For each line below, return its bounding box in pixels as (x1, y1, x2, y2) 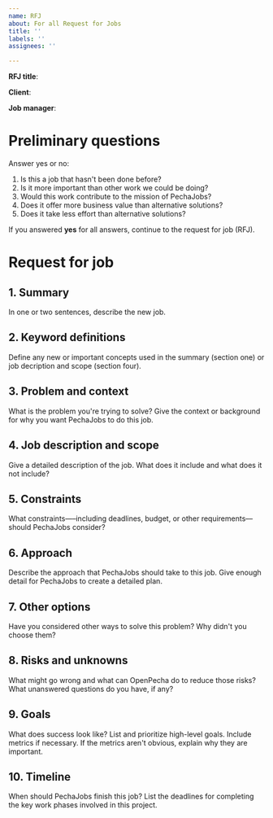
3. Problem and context (8, 384, 129, 399)
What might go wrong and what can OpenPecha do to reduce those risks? (8, 675, 256, 685)
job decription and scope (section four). (8, 361, 142, 370)
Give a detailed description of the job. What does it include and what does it (8, 460, 262, 470)
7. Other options (8, 600, 91, 614)
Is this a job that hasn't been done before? (19, 174, 162, 184)
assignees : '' (8, 42, 57, 50)
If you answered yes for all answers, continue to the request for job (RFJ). (8, 225, 255, 234)
